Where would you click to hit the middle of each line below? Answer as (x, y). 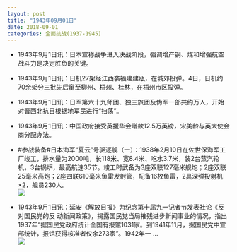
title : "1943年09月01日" (42, 20)
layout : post (27, 14)
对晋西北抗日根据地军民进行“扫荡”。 (70, 111)
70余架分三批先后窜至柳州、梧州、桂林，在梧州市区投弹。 (102, 87)
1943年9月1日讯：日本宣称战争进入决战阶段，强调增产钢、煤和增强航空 (121, 54)
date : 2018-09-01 (33, 27)
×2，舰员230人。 (43, 185)
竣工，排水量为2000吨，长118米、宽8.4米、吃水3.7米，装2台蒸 (115, 159)
